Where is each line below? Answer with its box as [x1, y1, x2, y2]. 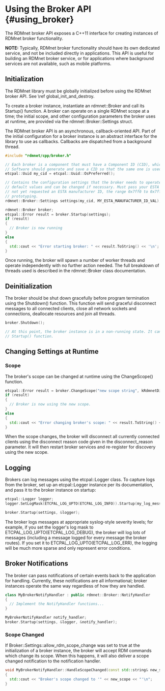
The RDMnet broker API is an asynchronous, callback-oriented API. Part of [5, 128, 156, 134]
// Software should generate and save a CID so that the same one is [5, 166, 151, 172]
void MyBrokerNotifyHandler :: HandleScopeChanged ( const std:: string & [5, 668, 148, 673]
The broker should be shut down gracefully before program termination [5, 295, 150, 301]
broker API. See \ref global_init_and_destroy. [5, 93, 95, 99]
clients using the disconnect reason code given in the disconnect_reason [5, 439, 153, 445]
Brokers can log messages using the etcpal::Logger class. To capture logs [5, 476, 155, 483]
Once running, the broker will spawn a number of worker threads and [5, 257, 145, 263]
